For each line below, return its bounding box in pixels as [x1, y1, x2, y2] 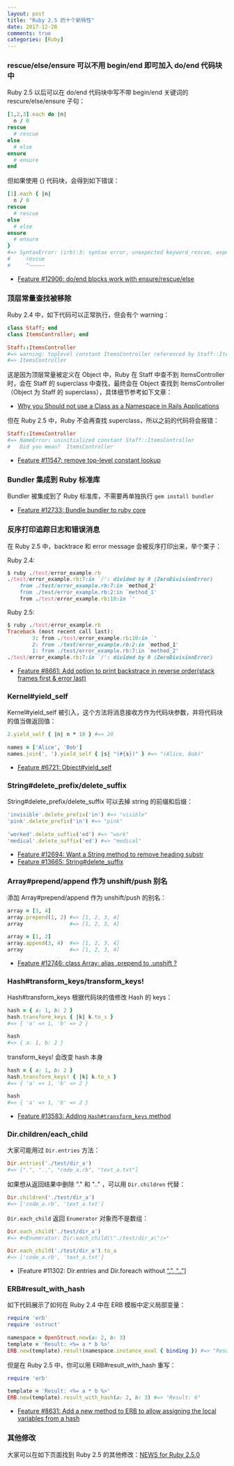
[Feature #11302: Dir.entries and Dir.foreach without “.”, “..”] [17, 1267, 187, 1275]
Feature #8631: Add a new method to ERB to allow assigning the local [17, 1407, 217, 1416]
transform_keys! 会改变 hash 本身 [7, 1053, 103, 1061]
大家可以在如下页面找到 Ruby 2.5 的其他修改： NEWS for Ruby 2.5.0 [7, 1450, 201, 1458]
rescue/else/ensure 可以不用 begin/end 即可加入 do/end [7, 61, 200, 71]
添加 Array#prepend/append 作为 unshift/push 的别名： [7, 893, 167, 902]
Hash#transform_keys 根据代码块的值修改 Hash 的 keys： [7, 993, 173, 1002]
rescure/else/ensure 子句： [7, 97, 86, 106]
